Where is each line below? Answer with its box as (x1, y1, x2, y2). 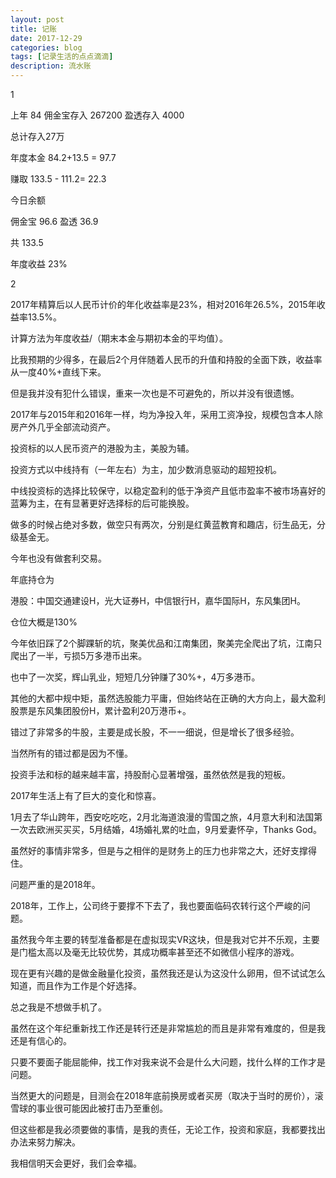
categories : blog (10, 42, 83, 53)
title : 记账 (10, 24, 57, 34)
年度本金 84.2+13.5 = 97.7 (10, 152, 117, 163)
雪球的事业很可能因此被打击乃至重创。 (10, 1102, 168, 1114)
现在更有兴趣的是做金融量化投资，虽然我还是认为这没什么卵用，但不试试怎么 (10, 967, 326, 979)
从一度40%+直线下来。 (10, 366, 107, 378)
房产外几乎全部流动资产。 (10, 421, 116, 433)
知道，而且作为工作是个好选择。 (10, 980, 142, 991)
